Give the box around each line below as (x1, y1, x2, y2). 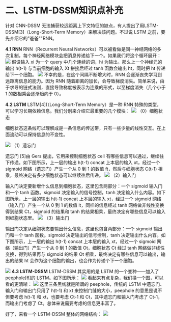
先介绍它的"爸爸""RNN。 (5, 35, 57, 41)
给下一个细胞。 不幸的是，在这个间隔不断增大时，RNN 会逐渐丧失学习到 (5, 71, 162, 77)
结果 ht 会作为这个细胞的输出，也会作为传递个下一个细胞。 (14, 257, 137, 263)
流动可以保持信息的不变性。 (9, 131, 68, 138)
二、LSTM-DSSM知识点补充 (5, 5, 124, 16)
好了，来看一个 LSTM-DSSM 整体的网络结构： (5, 311, 102, 317)
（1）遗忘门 (11, 142, 36, 148)
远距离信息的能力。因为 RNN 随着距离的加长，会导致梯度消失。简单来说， (5, 77, 160, 84)
